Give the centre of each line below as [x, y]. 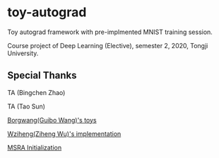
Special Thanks [42, 75]
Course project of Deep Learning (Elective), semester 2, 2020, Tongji [108, 45]
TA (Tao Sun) [26, 106]
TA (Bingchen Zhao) [36, 92]
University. [23, 53]
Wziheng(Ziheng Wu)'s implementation [64, 134]
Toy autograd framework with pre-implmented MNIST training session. [110, 32]
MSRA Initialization [35, 147]
